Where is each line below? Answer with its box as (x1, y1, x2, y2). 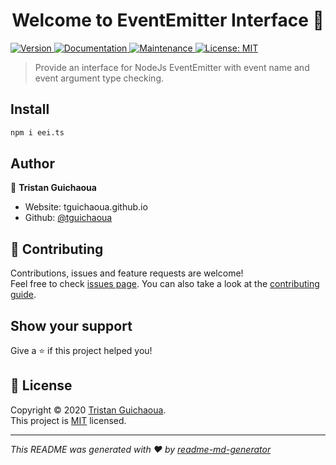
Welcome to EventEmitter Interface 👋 (11, 9, 325, 32)
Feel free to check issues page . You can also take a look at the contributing (10, 278, 320, 290)
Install (10, 101, 50, 118)
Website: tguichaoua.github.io (24, 201, 148, 213)
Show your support (10, 317, 133, 334)
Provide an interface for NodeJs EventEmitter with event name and (34, 61, 310, 73)
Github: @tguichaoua (24, 212, 113, 224)
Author (10, 155, 55, 173)
